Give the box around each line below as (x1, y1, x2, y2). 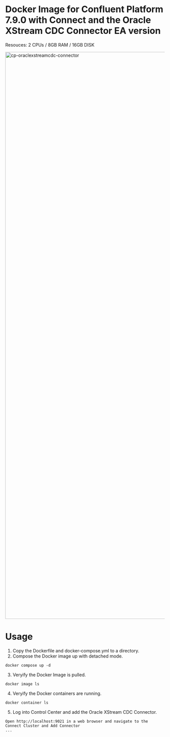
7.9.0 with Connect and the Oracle (5, 14, 151, 26)
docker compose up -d (5, 663, 51, 668)
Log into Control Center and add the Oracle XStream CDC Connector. (12, 709, 157, 715)
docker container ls (5, 700, 49, 705)
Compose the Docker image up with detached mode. (12, 653, 123, 659)
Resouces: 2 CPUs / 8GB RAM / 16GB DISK (5, 42, 95, 48)
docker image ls (5, 681, 39, 686)
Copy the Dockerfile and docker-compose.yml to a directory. (12, 647, 140, 653)
